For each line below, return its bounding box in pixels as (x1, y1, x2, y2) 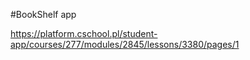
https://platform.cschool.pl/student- (10, 28, 158, 39)
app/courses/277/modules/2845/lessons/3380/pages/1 (10, 39, 240, 50)
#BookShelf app (10, 9, 77, 20)
